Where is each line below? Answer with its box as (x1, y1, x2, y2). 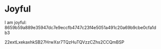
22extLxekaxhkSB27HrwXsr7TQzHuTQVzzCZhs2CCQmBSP (4, 39, 125, 45)
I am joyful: (4, 19, 27, 25)
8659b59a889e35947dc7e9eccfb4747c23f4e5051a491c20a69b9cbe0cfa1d (4, 24, 156, 30)
